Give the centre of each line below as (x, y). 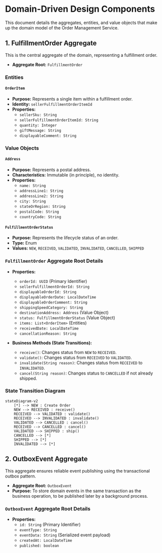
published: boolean (39, 546)
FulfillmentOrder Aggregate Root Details (54, 261)
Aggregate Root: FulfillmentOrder (47, 64)
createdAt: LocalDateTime (46, 540)
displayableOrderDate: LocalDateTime (58, 297)
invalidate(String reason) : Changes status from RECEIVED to (81, 363)
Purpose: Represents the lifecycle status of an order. (65, 238)
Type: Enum (24, 243)
